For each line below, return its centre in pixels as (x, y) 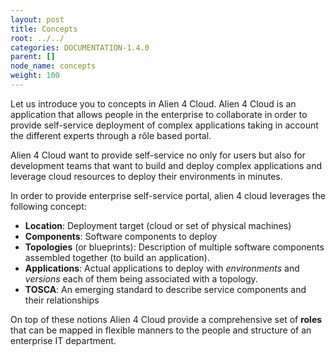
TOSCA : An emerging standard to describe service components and (165, 289)
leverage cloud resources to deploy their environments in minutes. (146, 176)
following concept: (48, 206)
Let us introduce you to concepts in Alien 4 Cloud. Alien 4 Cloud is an (153, 103)
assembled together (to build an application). (117, 257)
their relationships (62, 300)
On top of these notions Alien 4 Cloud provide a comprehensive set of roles (166, 319)
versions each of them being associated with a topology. (141, 278)
